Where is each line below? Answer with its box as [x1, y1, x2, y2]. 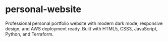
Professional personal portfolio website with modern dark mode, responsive [5, 20, 163, 26]
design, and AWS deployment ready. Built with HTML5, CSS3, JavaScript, [5, 25, 158, 31]
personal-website [5, 4, 82, 15]
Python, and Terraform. [5, 31, 54, 37]
